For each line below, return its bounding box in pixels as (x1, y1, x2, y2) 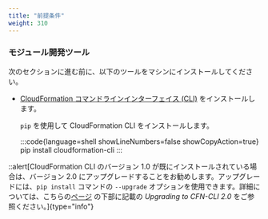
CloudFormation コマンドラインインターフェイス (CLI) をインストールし (19, 94, 256, 103)
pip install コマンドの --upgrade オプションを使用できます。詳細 (36, 181, 254, 191)
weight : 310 (8, 19, 48, 27)
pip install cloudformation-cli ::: (19, 145, 122, 154)
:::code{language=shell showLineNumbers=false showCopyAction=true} (19, 137, 260, 146)
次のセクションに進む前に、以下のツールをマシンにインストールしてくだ (8, 66, 246, 76)
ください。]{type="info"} (14, 201, 94, 211)
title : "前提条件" (8, 11, 66, 20)
